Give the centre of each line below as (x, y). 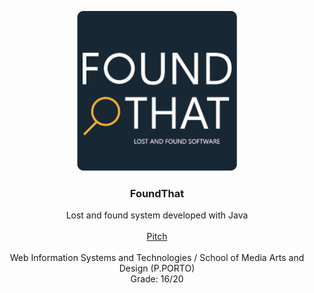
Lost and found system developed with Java (157, 215)
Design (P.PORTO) (157, 268)
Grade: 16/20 (157, 279)
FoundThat (157, 193)
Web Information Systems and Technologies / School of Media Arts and (157, 258)
